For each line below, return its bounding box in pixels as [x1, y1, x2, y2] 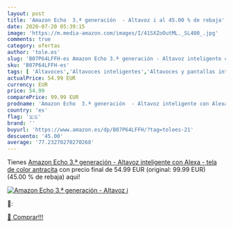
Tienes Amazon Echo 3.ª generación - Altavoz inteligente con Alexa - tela [7, 158, 217, 166]
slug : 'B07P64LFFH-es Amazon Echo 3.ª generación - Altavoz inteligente [7, 55, 222, 62]
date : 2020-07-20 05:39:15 [7, 23, 85, 30]
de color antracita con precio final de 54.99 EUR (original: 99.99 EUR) [7, 166, 206, 174]
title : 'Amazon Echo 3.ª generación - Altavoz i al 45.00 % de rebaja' [7, 17, 225, 24]
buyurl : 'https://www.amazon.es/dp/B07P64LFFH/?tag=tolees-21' [7, 126, 194, 133]
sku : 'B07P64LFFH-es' [7, 62, 70, 69]
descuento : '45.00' [7, 132, 64, 139]
